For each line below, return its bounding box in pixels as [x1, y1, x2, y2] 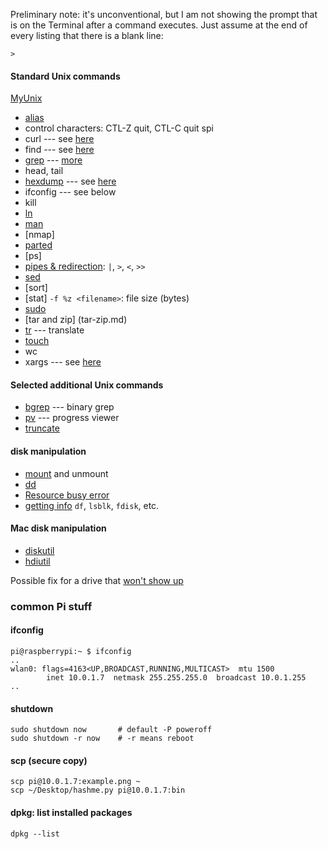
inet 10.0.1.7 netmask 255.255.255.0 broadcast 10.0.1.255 [46, 672, 307, 683]
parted [24, 239, 53, 251]
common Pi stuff [10, 599, 93, 613]
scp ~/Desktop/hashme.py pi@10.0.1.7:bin [10, 785, 186, 796]
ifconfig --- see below [24, 186, 117, 198]
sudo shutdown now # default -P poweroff [10, 725, 213, 735]
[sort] [24, 282, 48, 294]
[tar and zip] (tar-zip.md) [24, 314, 128, 326]
